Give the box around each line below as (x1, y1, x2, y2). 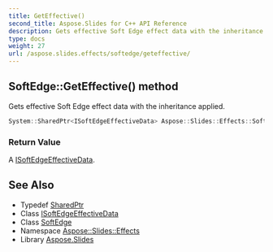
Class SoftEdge (19, 217, 72, 227)
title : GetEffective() (8, 11, 85, 20)
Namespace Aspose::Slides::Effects (19, 225, 141, 236)
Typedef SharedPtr (19, 200, 84, 210)
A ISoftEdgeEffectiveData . (8, 154, 95, 164)
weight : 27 (8, 42, 45, 50)
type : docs (8, 34, 45, 43)
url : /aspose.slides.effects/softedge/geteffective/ (8, 50, 191, 58)
